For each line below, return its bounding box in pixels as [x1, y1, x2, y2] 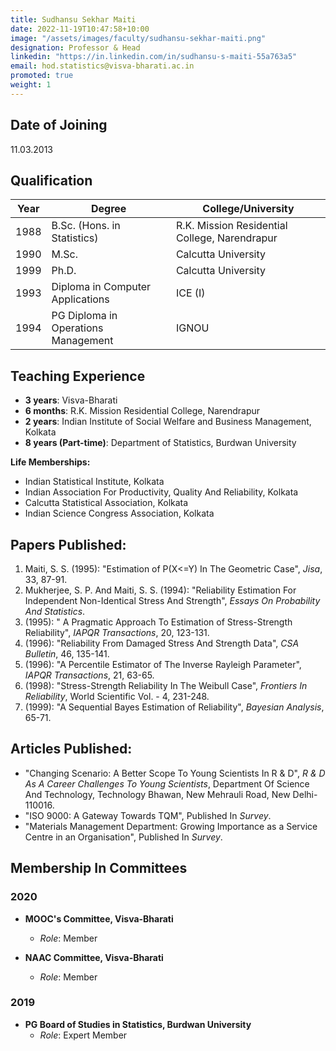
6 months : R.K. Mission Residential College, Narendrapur [24, 405, 261, 417]
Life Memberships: [10, 456, 91, 468]
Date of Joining [10, 117, 108, 134]
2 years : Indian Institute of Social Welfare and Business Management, [24, 416, 312, 428]
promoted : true [10, 71, 74, 81]
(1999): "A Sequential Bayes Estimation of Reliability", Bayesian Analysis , [24, 701, 325, 713]
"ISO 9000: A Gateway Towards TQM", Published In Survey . [24, 809, 272, 821]
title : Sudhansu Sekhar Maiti [10, 14, 137, 25]
